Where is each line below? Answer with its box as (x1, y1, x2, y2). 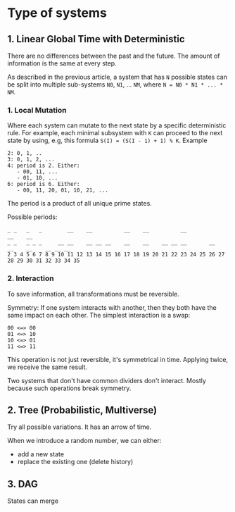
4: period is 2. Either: (7, 162, 80, 170)
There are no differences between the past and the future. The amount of (7, 51, 220, 60)
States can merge (7, 497, 58, 505)
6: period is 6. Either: (7, 181, 80, 188)
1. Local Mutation (7, 105, 67, 115)
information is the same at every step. (7, 59, 118, 68)
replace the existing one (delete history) (17, 458, 134, 466)
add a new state (17, 450, 65, 458)
